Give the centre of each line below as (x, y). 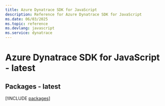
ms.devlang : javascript (30, 28)
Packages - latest (33, 86)
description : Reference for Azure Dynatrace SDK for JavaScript (73, 14)
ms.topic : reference (27, 24)
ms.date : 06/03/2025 (27, 19)
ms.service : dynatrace (29, 33)
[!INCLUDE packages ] (28, 98)
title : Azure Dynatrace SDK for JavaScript (51, 10)
